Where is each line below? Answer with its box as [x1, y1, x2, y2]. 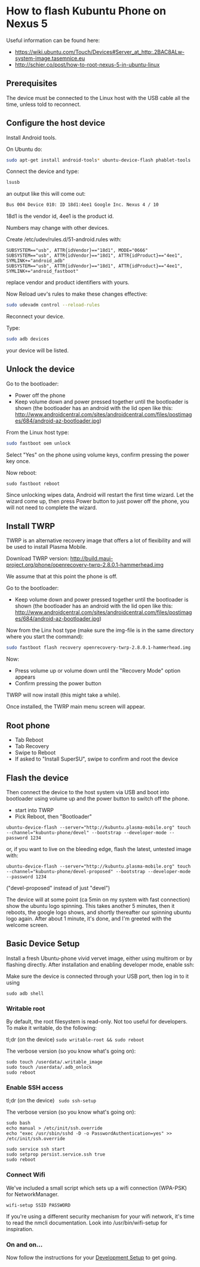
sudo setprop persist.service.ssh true [6, 1151, 106, 1157]
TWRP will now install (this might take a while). [6, 691, 121, 698]
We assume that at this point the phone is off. [6, 573, 118, 580]
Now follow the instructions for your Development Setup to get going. [6, 1254, 177, 1261]
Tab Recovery [14, 743, 50, 750]
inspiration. [6, 1225, 34, 1232]
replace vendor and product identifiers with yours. [6, 279, 130, 286]
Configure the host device [6, 118, 106, 128]
